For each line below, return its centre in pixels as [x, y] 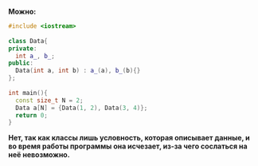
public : [21, 63]
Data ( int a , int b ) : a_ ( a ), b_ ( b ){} [78, 71]
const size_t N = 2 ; [49, 100]
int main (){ [28, 93]
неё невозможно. [39, 155]
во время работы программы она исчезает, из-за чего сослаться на [128, 146]
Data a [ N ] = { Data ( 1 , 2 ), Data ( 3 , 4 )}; [82, 108]
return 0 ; [31, 115]
